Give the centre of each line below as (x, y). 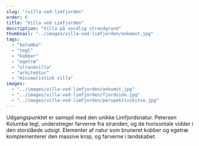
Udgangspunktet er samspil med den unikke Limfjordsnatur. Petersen (91, 117)
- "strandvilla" (32, 67)
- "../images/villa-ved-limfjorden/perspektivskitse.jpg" (85, 100)
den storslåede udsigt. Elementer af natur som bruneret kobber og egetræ (97, 130)
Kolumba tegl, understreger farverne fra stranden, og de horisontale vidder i (100, 123)
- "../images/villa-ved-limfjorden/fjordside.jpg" (76, 95)
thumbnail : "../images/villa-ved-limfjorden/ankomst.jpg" (80, 34)
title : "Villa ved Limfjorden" (45, 23)
